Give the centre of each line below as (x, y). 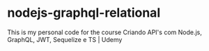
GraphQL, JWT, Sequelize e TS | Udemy (65, 39)
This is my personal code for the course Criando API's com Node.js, (104, 32)
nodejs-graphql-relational (84, 13)
